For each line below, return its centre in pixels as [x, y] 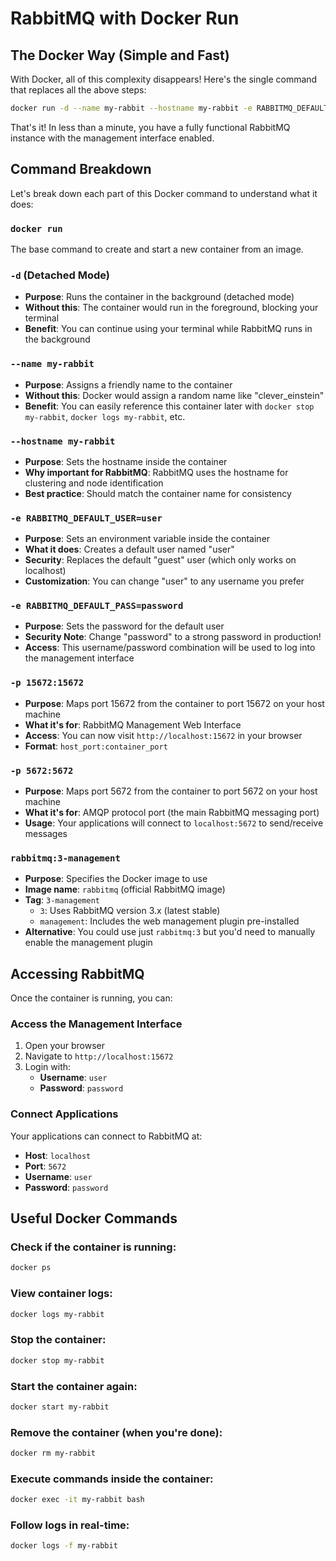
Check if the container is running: [93, 1247]
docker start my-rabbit [60, 1407]
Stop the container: [58, 1340]
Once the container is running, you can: [91, 998]
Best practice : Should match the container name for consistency [158, 493]
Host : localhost [58, 1155]
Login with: [48, 1067]
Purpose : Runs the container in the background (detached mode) [159, 297]
